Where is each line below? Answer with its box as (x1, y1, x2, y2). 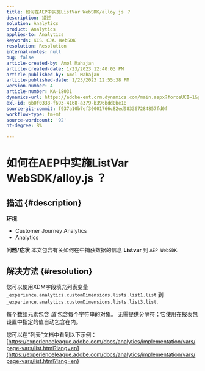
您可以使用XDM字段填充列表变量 (6, 283, 88, 290)
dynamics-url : (6, 94, 43, 100)
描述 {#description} (6, 197, 82, 208)
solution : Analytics (6, 20, 59, 26)
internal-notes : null (6, 49, 62, 55)
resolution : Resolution (6, 43, 67, 50)
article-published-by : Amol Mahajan (6, 72, 99, 78)
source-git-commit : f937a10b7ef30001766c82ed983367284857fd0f (6, 105, 168, 112)
